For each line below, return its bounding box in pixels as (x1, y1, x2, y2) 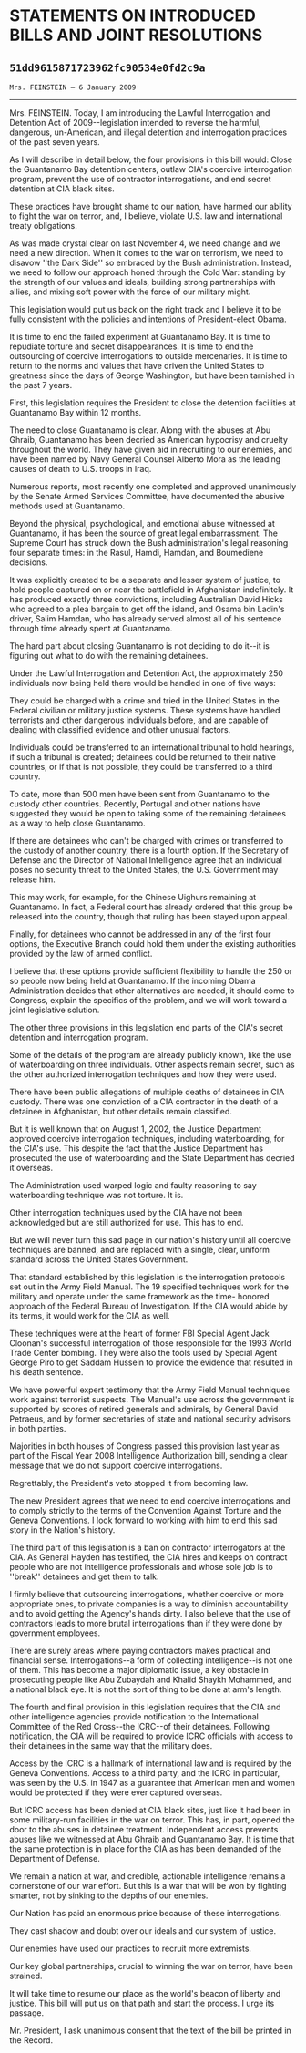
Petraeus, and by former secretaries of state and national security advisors (9, 1413, 291, 1424)
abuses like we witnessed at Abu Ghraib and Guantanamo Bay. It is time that (9, 1833, 295, 1844)
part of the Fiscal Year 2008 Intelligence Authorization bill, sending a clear (9, 1451, 289, 1461)
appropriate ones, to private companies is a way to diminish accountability (9, 1598, 289, 1609)
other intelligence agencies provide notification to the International (9, 1711, 260, 1722)
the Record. (9, 2035, 53, 2046)
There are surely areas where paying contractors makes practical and (9, 1646, 271, 1656)
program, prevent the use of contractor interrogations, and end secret (9, 174, 271, 184)
